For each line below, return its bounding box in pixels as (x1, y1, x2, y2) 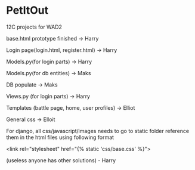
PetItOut (6, 4, 49, 17)
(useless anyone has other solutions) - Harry (6, 156, 116, 164)
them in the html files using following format (6, 134, 114, 141)
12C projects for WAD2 (6, 23, 63, 30)
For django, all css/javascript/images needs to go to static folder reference (6, 127, 190, 134)
